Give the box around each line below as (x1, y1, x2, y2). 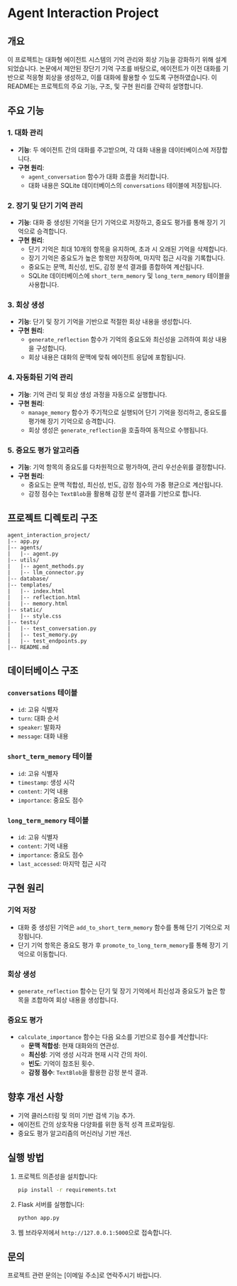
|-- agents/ (7, 544, 43, 551)
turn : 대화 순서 (17, 714, 59, 723)
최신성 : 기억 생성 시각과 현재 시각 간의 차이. (28, 1050, 148, 1059)
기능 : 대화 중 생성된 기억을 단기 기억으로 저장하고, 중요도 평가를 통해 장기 (17, 218, 219, 226)
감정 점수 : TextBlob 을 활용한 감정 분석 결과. (28, 1068, 148, 1077)
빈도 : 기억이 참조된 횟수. (28, 1059, 95, 1068)
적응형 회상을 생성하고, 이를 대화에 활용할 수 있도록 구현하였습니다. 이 (26, 73, 218, 81)
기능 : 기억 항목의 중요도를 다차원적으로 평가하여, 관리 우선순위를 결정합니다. (17, 463, 226, 471)
